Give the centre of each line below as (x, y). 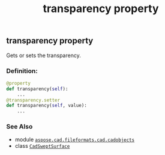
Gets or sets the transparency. (43, 55)
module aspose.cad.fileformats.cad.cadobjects (75, 139)
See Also (19, 127)
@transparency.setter (33, 100)
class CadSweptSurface (42, 146)
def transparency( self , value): (46, 106)
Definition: (22, 71)
